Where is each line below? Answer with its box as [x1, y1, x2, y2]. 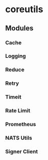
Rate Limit [5, 107, 30, 114]
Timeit [5, 93, 22, 101]
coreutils [5, 4, 43, 15]
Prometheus [5, 121, 36, 128]
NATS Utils [5, 134, 32, 141]
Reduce [5, 66, 25, 73]
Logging [5, 52, 26, 59]
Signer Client [5, 148, 38, 155]
